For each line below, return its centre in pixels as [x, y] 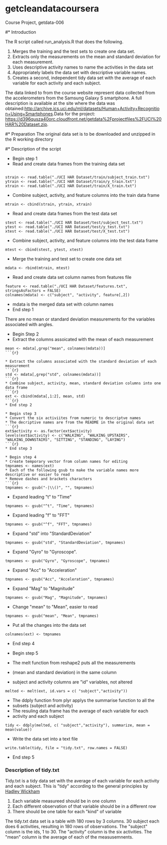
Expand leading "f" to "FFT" [41, 515]
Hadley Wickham [23, 791]
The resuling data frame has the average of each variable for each [80, 711]
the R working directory [29, 139]
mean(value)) [19, 729]
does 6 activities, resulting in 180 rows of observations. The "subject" [76, 827]
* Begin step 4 [21, 457]
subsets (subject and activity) [43, 705]
